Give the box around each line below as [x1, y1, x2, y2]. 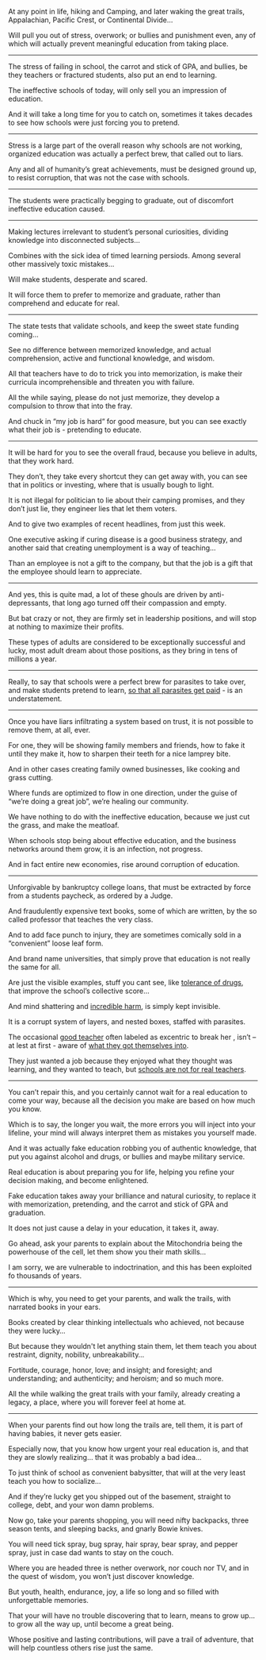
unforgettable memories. [8, 1596, 89, 1604]
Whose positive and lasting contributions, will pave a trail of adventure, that [8, 1635, 254, 1644]
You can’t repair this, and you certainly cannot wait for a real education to [8, 1088, 248, 1096]
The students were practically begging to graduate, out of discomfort [8, 196, 234, 205]
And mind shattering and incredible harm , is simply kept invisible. [8, 1002, 221, 1011]
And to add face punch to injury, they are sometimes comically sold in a [8, 930, 241, 939]
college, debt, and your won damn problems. [8, 1500, 154, 1509]
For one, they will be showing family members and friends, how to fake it [8, 741, 245, 749]
